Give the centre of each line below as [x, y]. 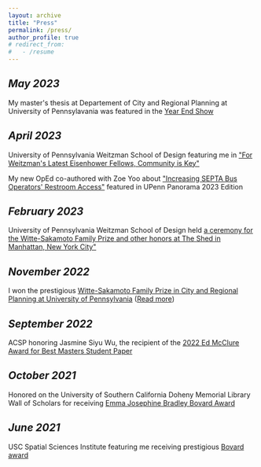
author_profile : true [44, 37]
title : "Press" [33, 23]
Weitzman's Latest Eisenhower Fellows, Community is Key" [104, 163]
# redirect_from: [37, 45]
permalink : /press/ [40, 30]
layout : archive [35, 15]
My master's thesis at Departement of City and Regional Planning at [118, 102]
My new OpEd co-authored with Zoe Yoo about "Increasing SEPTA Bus [123, 178]
